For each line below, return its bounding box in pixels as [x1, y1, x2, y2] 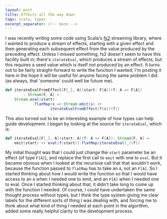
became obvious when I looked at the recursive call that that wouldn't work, [5, 160, 162, 166]
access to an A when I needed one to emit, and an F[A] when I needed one [5, 176, 159, 182]
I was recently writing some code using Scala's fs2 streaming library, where [5, 35, 162, 41]
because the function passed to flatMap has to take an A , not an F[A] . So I [5, 165, 158, 171]
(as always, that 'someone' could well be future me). [5, 78, 114, 84]
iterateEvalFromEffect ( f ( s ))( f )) [50, 106, 120, 111]
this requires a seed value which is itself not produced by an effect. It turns [5, 62, 160, 68]
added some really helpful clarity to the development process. [5, 208, 134, 214]
